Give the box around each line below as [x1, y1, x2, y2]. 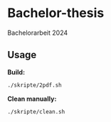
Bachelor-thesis [7, 5, 105, 21]
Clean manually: [7, 94, 57, 103]
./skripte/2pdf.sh [7, 82, 62, 89]
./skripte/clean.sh [7, 108, 65, 115]
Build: [7, 67, 26, 76]
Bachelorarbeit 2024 [7, 28, 68, 37]
